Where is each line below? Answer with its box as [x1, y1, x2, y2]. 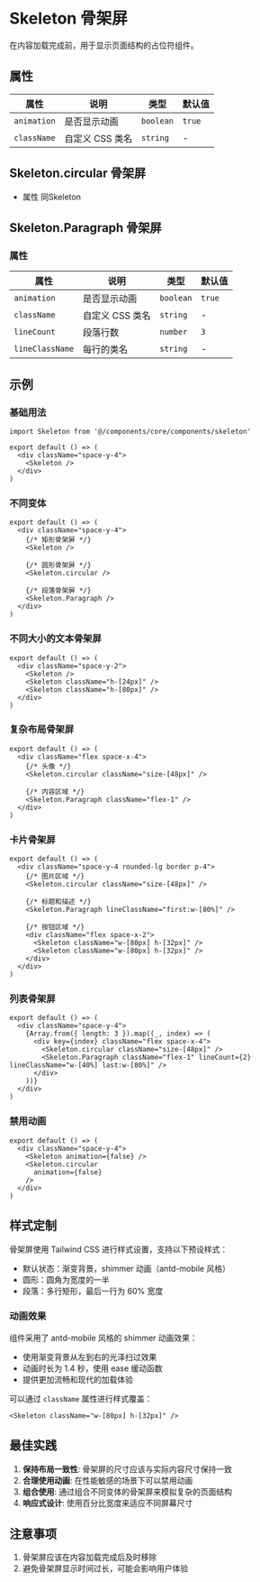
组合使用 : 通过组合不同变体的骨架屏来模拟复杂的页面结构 [22, 1485, 232, 1497]
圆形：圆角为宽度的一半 [22, 1274, 110, 1285]
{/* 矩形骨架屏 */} [25, 536, 92, 545]
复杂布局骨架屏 [9, 723, 75, 736]
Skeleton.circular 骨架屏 [9, 166, 147, 181]
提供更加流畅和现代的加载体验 [22, 1374, 133, 1384]
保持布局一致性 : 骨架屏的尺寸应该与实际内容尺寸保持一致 [22, 1463, 232, 1475]
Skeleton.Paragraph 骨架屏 [9, 220, 162, 235]
